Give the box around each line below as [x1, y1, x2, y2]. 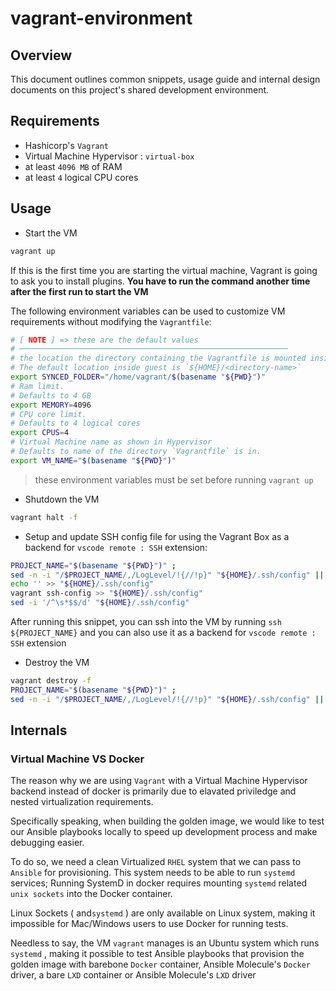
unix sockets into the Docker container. [10, 888, 173, 900]
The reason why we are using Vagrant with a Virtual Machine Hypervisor [10, 775, 308, 787]
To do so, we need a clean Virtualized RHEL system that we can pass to [10, 856, 302, 868]
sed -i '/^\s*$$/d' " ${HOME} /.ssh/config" [10, 598, 190, 608]
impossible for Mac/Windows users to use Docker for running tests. [10, 918, 289, 930]
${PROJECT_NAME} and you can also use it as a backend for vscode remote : [10, 627, 317, 638]
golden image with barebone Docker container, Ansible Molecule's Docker [10, 958, 312, 971]
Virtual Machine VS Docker [10, 752, 145, 766]
